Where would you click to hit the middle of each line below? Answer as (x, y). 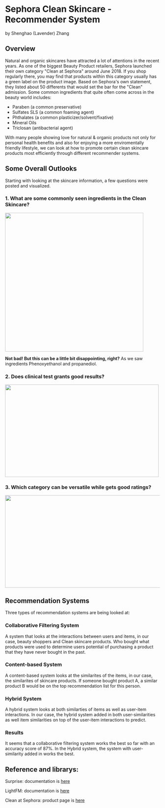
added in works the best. (50, 754)
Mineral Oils (24, 122)
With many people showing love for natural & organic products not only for (81, 137)
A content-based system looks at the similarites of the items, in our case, (79, 675)
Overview (20, 49)
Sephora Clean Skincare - (58, 9)
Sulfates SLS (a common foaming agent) (53, 112)
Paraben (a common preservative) (47, 107)
